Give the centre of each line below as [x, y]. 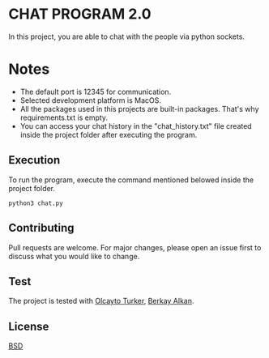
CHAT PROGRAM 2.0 [80, 14]
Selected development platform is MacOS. [91, 100]
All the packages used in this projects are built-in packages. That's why [139, 109]
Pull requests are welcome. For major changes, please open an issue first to [135, 247]
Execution [34, 160]
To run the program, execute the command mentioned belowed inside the [131, 180]
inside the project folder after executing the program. [109, 134]
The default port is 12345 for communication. [96, 92]
